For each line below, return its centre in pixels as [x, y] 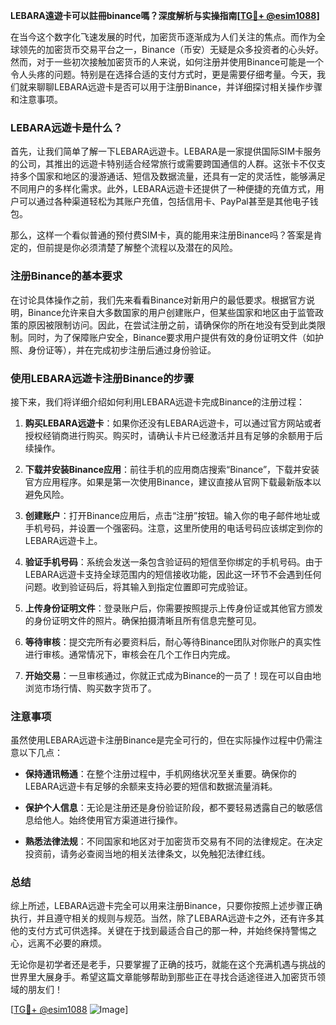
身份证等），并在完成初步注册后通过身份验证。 [122, 350]
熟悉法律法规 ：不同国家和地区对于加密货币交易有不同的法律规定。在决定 [173, 841]
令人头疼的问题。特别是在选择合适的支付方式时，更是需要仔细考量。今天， [163, 74]
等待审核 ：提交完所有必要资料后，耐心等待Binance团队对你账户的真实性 [173, 641]
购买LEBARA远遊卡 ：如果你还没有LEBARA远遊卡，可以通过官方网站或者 [173, 423]
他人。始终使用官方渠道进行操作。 [112, 820]
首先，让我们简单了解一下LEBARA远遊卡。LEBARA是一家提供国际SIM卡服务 [166, 151]
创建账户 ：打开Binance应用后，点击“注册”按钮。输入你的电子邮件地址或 [172, 515]
